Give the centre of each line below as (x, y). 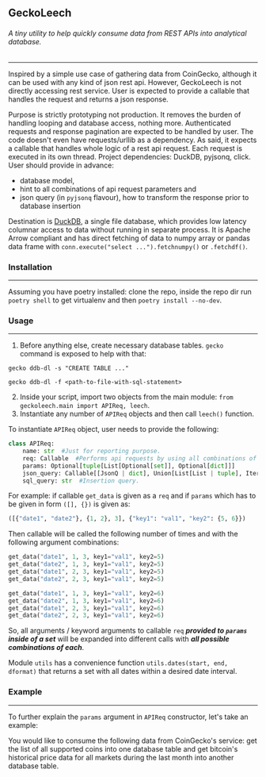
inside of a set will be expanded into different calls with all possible (119, 639)
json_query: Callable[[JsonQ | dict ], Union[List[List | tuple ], (133, 473)
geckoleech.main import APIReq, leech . (85, 406)
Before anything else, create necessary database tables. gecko (122, 345)
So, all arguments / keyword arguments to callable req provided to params (128, 631)
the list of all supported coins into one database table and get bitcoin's (123, 748)
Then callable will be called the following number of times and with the (123, 534)
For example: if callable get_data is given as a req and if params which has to (132, 496)
